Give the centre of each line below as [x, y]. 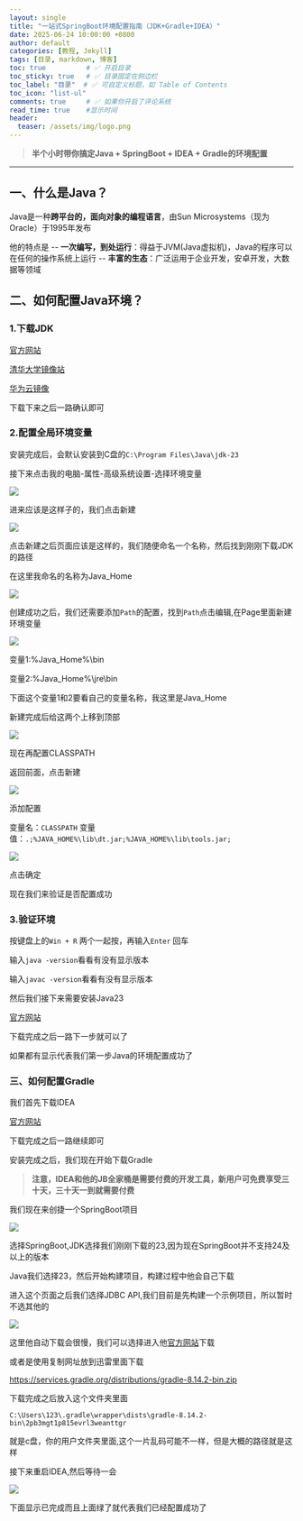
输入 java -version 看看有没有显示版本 [79, 960]
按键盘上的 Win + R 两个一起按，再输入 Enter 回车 [99, 941]
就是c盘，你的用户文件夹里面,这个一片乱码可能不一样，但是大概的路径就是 [147, 1441]
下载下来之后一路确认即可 [57, 408]
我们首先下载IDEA [42, 1103]
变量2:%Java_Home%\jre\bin [64, 678]
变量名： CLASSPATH [44, 827]
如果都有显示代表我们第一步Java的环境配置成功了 [101, 1056]
